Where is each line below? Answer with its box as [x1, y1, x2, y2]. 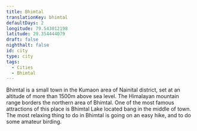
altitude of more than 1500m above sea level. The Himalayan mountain [6, 93, 179, 100]
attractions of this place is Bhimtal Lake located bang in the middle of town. [6, 105, 191, 112]
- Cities [11, 64, 33, 71]
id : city [6, 48, 28, 54]
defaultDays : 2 [6, 20, 44, 26]
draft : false [6, 36, 39, 42]
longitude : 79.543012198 [6, 25, 68, 32]
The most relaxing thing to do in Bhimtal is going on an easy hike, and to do [6, 112, 191, 119]
